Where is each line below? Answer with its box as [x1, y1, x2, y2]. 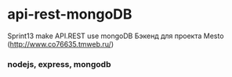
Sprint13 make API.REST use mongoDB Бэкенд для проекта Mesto [7, 31, 224, 40]
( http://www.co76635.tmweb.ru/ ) [7, 39, 114, 48]
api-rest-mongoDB [7, 5, 132, 23]
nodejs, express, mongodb [7, 58, 111, 69]
